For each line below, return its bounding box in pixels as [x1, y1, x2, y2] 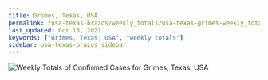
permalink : [8, 19, 45, 27]
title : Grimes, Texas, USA [8, 11, 98, 20]
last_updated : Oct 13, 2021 [8, 26, 102, 34]
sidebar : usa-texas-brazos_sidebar [8, 41, 127, 49]
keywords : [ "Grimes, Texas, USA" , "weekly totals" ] [8, 33, 183, 42]
